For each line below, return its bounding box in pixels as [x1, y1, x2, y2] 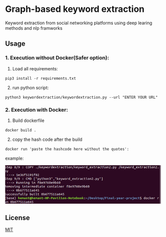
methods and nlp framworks [5, 25, 63, 31]
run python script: [12, 84, 49, 90]
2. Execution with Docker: [5, 106, 68, 113]
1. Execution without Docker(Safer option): [5, 55, 110, 61]
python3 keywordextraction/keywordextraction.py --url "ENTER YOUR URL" [5, 95, 158, 100]
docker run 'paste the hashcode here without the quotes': [5, 146, 129, 152]
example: [5, 155, 24, 161]
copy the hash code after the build [12, 136, 83, 142]
